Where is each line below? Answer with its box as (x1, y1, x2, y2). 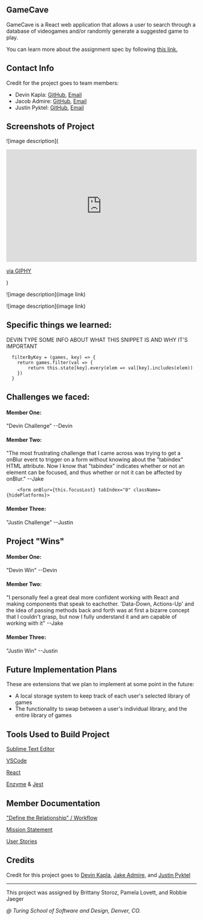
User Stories (6, 838, 37, 845)
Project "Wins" (6, 536, 65, 546)
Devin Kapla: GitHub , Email (14, 91, 82, 98)
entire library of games (14, 712, 72, 719)
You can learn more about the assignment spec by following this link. (6, 45, 178, 53)
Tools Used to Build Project (6, 729, 110, 739)
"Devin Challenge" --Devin (6, 422, 72, 430)
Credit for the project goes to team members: (6, 79, 119, 87)
